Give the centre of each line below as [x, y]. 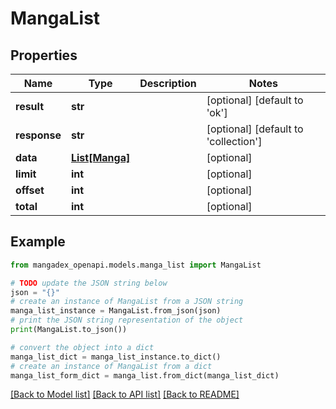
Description [168, 83]
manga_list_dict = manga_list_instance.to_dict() [116, 357]
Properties [44, 55]
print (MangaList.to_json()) [69, 330]
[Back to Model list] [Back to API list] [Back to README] [125, 394]
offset [30, 190]
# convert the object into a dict [82, 347]
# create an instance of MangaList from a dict [111, 366]
